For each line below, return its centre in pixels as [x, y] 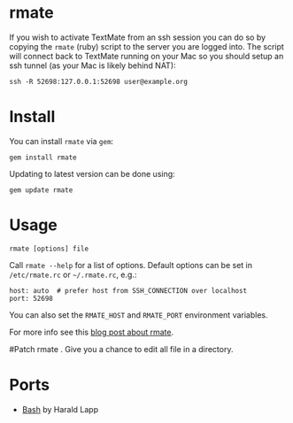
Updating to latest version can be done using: [92, 173]
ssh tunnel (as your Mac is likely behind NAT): [93, 65]
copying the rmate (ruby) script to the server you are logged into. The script [147, 46]
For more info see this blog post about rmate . [92, 332]
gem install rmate [43, 158]
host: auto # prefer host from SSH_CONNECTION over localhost [128, 290]
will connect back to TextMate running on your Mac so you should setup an [146, 56]
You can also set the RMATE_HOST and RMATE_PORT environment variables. [139, 315]
